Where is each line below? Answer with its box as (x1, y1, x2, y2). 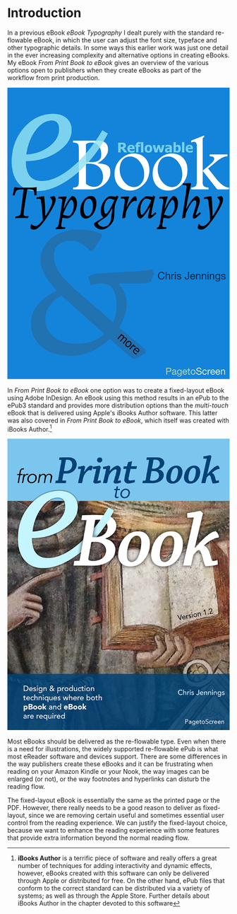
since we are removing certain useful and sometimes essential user (28, 811, 224, 820)
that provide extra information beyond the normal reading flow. (7, 833, 190, 843)
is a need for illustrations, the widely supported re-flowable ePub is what (7, 745, 219, 753)
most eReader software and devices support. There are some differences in (7, 752, 228, 761)
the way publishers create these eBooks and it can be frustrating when (7, 760, 214, 768)
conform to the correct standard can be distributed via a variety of (17, 884, 211, 893)
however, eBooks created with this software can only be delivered (17, 869, 209, 878)
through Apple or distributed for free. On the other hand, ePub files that (17, 877, 225, 885)
